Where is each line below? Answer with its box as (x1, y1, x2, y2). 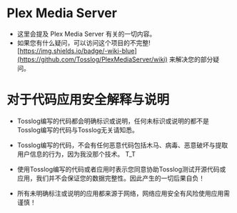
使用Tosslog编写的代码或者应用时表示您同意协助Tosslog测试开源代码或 (16, 164, 226, 173)
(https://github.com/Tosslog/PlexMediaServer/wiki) (16, 55, 168, 64)
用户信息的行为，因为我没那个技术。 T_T (16, 149, 136, 158)
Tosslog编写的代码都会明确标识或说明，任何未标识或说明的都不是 (16, 117, 210, 125)
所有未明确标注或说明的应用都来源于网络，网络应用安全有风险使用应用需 (16, 189, 230, 197)
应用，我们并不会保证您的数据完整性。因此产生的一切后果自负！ (16, 174, 205, 182)
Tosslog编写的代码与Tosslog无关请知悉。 (16, 125, 138, 134)
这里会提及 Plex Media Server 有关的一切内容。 (16, 29, 156, 38)
